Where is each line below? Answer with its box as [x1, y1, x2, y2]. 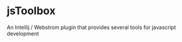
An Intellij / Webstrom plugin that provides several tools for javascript [7, 24, 176, 31]
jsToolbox [7, 4, 56, 18]
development [7, 30, 39, 37]
